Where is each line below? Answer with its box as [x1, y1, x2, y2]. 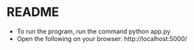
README [6, 4, 60, 20]
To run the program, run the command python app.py [16, 27, 171, 35]
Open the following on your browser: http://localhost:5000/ [16, 34, 188, 42]
